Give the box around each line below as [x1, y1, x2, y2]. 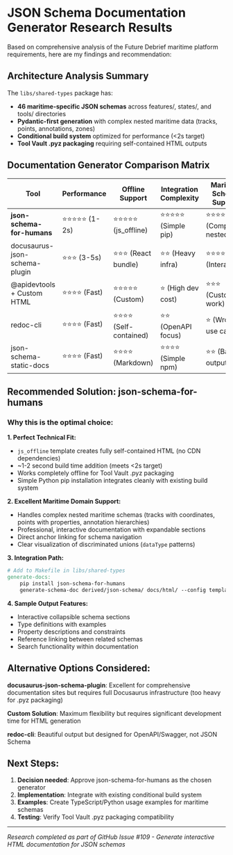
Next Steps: [7, 757, 59, 769]
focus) [159, 330, 182, 340]
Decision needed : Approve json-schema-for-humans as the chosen [17, 776, 212, 784]
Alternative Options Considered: [7, 662, 150, 674]
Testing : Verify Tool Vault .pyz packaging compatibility [17, 813, 175, 822]
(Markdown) [113, 358, 154, 367]
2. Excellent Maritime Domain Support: [7, 497, 121, 506]
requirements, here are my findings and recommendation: [7, 50, 172, 58]
